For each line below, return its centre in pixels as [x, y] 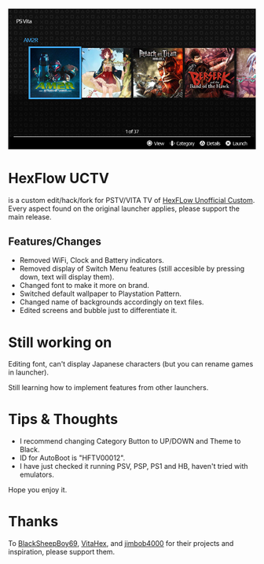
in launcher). [29, 372]
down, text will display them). [67, 277]
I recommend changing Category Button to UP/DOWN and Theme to [130, 441]
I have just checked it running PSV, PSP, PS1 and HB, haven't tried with [134, 466]
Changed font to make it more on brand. [84, 286]
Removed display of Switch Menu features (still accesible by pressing [132, 269]
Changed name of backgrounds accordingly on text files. [112, 302]
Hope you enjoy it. [38, 490]
